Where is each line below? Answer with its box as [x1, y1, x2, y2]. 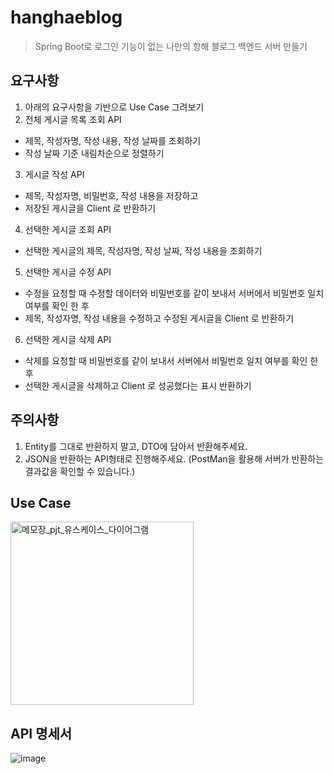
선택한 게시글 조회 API [24, 223, 112, 235]
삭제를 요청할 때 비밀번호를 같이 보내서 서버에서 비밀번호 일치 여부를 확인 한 [24, 354, 319, 366]
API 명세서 [10, 725, 73, 742]
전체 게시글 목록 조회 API [24, 113, 122, 125]
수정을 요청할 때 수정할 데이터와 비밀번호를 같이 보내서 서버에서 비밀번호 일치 [24, 287, 325, 299]
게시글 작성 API [24, 168, 85, 180]
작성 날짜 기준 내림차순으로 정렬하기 [24, 147, 165, 159]
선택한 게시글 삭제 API [24, 333, 112, 345]
